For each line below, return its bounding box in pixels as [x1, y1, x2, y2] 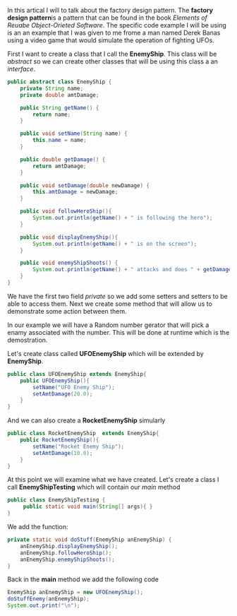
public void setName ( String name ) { [20, 130, 128, 137]
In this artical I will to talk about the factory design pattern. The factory [7, 6, 214, 14]
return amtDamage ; [32, 162, 87, 170]
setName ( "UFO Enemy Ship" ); [32, 384, 115, 391]
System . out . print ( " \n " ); [7, 602, 80, 610]
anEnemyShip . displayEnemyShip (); [20, 543, 119, 550]
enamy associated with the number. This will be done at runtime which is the [7, 328, 230, 336]
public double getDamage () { [20, 155, 106, 163]
